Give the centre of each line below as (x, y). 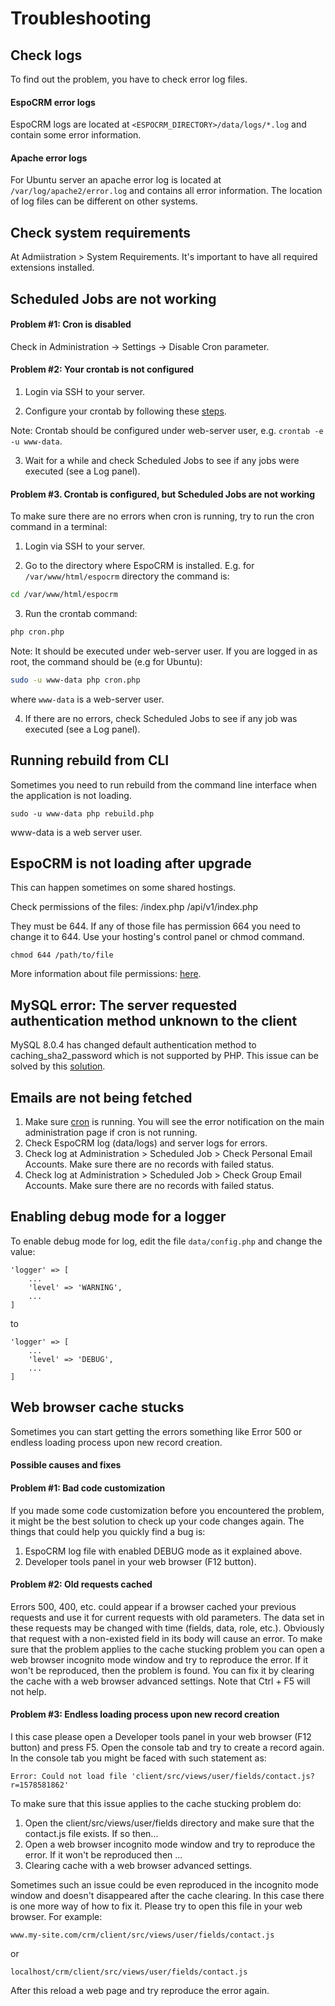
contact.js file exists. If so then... (91, 1833)
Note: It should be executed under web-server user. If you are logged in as (164, 651)
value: (23, 1251)
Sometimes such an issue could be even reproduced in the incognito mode (164, 1884)
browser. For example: (56, 1916)
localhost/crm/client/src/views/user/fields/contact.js (129, 1972)
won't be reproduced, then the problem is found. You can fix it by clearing (162, 1670)
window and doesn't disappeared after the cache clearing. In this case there (167, 1895)
